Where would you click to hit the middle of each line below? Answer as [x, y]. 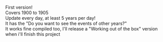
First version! [19, 7]
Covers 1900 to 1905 [27, 13]
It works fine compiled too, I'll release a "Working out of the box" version [81, 29]
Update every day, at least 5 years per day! [50, 18]
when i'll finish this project [33, 34]
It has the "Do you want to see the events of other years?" [66, 23]
